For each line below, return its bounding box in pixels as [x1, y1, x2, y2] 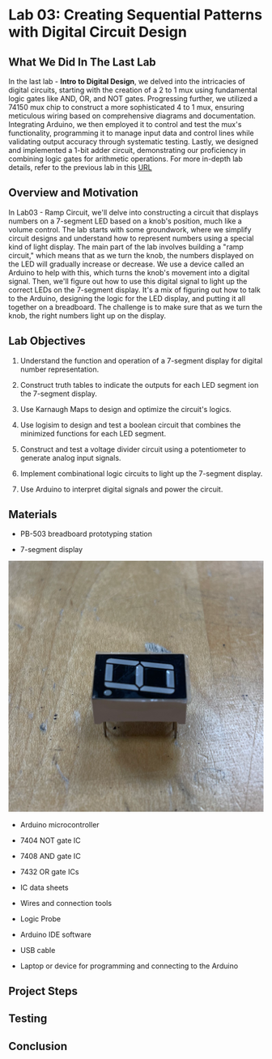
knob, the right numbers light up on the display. [8, 310, 166, 321]
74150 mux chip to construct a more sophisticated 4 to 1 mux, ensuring [8, 103, 244, 112]
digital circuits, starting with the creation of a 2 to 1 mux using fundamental [8, 85, 257, 95]
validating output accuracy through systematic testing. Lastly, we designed [8, 137, 259, 147]
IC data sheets [19, 882, 69, 892]
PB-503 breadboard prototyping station [19, 529, 152, 539]
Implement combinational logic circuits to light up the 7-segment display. [19, 468, 263, 478]
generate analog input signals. [19, 453, 121, 462]
